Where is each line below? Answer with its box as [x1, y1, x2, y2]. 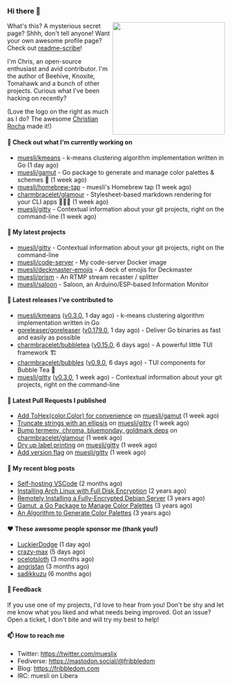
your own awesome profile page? [7, 37, 102, 45]
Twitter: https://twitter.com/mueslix [17, 649, 117, 657]
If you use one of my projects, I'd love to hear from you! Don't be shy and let [7, 601, 224, 609]
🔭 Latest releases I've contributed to [7, 296, 113, 304]
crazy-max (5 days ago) [17, 547, 86, 556]
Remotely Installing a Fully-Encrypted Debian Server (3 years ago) [17, 494, 206, 503]
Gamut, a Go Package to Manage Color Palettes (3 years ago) [17, 501, 193, 510]
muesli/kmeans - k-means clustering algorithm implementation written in [17, 153, 224, 162]
